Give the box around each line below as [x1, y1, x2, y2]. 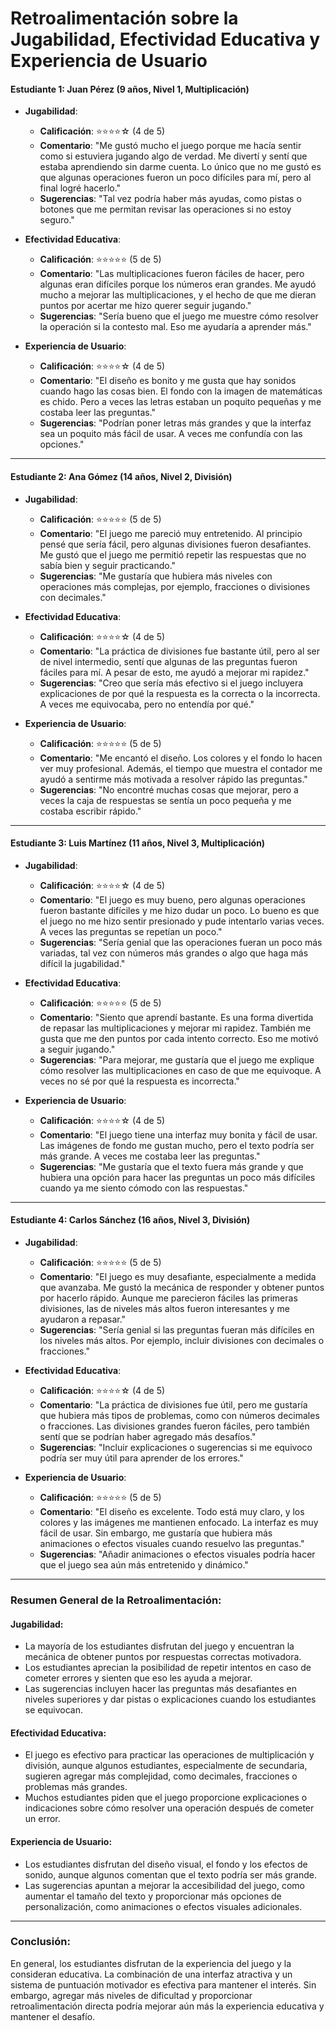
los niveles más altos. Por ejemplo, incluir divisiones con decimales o [39, 1335, 325, 1346]
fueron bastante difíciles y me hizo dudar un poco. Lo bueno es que [39, 904, 320, 916]
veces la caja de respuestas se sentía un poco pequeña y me [39, 794, 292, 806]
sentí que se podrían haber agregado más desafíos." [39, 1431, 257, 1442]
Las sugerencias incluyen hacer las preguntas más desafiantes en [24, 1683, 298, 1695]
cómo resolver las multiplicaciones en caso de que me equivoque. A [39, 1064, 322, 1076]
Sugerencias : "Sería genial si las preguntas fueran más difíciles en [39, 1324, 315, 1336]
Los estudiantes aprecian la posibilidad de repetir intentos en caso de [24, 1662, 312, 1674]
